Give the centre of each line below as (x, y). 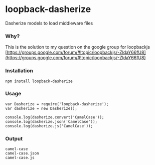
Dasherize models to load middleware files (49, 23)
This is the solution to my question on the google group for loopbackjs (78, 47)
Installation (19, 71)
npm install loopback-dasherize (39, 81)
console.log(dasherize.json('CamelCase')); (51, 121)
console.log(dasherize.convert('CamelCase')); (55, 117)
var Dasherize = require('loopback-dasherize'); (57, 104)
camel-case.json (22, 153)
